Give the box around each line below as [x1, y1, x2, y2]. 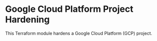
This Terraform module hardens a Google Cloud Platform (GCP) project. [5, 30, 153, 36]
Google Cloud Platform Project [5, 3, 134, 15]
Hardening [5, 14, 50, 25]
